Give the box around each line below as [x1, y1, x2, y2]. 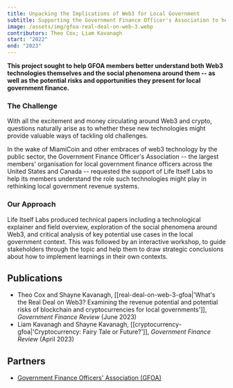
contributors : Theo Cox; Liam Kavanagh [7, 29, 123, 37]
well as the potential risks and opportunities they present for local [7, 76, 201, 84]
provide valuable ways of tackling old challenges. [7, 131, 148, 140]
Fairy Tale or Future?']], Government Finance [83, 328, 212, 336]
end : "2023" [7, 42, 42, 49]
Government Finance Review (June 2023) [17, 313, 137, 321]
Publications [7, 272, 63, 284]
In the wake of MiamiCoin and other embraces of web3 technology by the [7, 145, 218, 154]
